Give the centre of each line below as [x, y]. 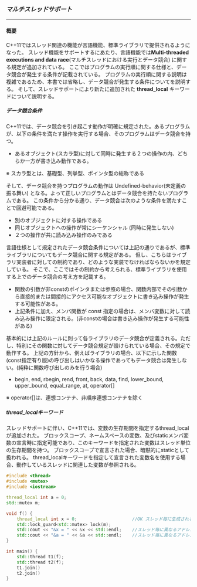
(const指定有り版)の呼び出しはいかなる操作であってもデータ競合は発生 [91, 360]
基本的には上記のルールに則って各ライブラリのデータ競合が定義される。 [93, 338]
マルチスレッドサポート [39, 9]
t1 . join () [29, 568]
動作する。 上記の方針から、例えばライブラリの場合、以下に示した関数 [91, 353]
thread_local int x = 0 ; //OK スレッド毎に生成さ [101, 519]
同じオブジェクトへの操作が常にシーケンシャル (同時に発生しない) [94, 228]
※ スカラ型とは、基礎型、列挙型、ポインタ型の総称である [75, 174]
